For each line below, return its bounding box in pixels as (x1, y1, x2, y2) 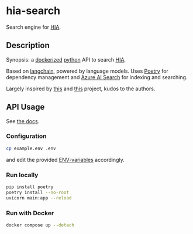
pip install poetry (6, 184, 54, 190)
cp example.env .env (6, 145, 57, 151)
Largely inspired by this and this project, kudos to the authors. (6, 85, 156, 92)
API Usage (6, 102, 45, 112)
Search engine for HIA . (6, 23, 61, 30)
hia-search (6, 4, 60, 18)
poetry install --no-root (6, 189, 69, 195)
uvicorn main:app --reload (6, 195, 72, 201)
